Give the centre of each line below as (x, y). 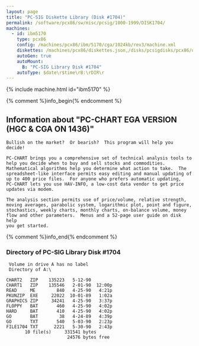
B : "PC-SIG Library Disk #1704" (62, 67)
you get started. (28, 226)
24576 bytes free (89, 337)
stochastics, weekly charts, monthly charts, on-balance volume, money (96, 210)
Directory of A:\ (30, 270)
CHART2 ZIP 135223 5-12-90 (49, 280)
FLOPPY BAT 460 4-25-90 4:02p (59, 306)
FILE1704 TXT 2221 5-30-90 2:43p (59, 327)
